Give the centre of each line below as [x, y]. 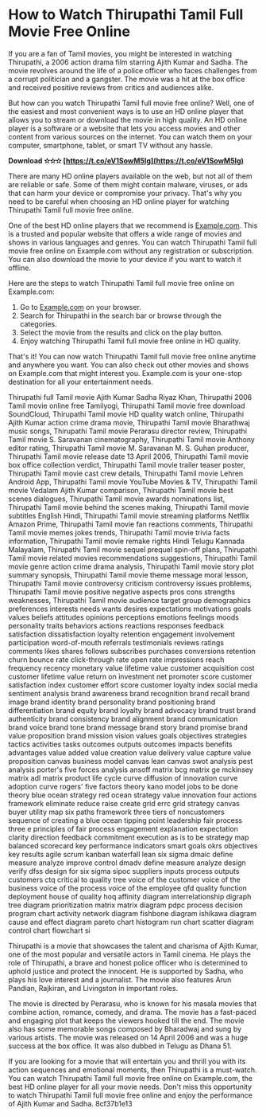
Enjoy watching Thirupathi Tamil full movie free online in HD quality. [130, 341]
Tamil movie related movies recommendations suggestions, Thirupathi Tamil [133, 558]
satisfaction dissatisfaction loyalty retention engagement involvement [122, 634]
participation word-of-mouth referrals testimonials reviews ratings [116, 642]
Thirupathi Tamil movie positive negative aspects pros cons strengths [122, 592]
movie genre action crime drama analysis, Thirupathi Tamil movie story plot [131, 566]
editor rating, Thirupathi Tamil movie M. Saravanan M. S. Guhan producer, [129, 448]
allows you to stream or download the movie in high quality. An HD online [128, 119]
